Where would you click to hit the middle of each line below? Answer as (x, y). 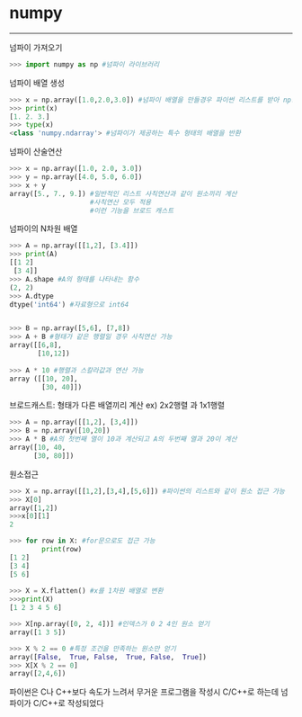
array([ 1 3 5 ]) (38, 632)
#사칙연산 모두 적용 (120, 202)
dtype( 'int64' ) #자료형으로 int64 (69, 304)
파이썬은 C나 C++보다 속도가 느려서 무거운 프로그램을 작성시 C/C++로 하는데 (144, 692)
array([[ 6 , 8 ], (36, 345)
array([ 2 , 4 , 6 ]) (38, 674)
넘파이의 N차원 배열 (44, 229)
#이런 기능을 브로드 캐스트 (132, 211)
